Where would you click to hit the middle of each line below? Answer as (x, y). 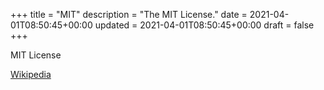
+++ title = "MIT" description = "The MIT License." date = (129, 14)
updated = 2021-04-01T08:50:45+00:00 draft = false (204, 25)
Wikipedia (31, 74)
